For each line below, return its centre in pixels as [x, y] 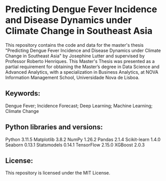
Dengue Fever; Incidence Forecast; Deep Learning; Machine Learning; [79, 106]
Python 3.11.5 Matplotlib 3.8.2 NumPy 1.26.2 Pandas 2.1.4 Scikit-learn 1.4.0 [83, 139]
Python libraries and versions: [54, 127]
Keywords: [23, 93]
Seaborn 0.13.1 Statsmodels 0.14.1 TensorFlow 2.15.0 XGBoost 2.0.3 [75, 145]
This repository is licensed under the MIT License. [58, 173]
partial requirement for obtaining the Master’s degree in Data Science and [82, 67]
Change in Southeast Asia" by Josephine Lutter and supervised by [75, 56]
